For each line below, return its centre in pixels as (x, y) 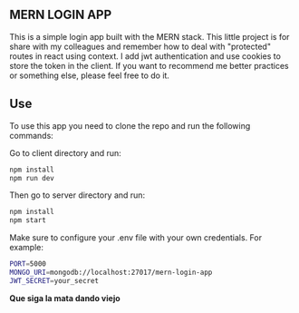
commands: (32, 135)
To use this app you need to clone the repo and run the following (130, 125)
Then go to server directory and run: (77, 195)
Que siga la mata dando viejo (65, 298)
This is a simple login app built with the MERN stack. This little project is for (149, 36)
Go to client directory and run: (66, 152)
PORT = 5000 (28, 264)
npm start (28, 220)
